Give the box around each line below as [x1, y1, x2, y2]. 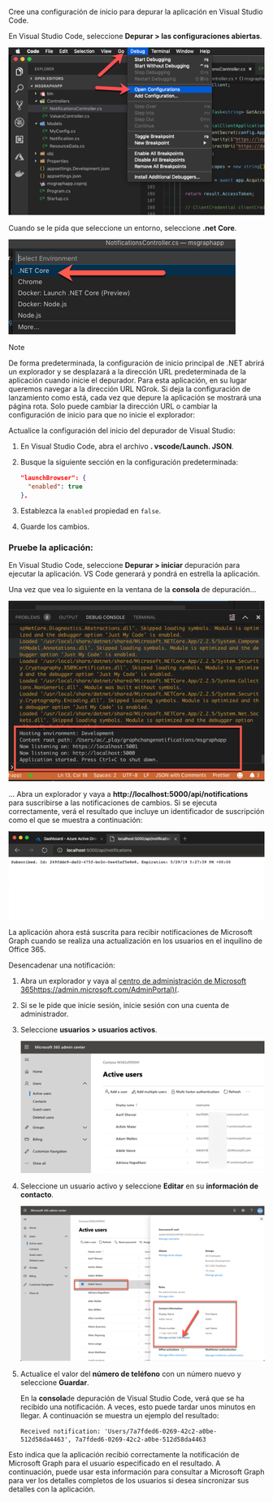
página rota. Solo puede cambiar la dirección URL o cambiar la [8, 401, 218, 411]
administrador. [19, 1009, 69, 1019]
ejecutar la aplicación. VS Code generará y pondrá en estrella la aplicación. [8, 569, 260, 579]
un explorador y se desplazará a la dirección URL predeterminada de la [8, 367, 246, 377]
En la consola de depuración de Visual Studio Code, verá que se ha [19, 1393, 245, 1403]
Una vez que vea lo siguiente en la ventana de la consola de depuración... [8, 585, 257, 595]
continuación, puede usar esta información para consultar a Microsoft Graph [8, 1466, 265, 1477]
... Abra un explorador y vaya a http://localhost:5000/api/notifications [8, 789, 249, 799]
